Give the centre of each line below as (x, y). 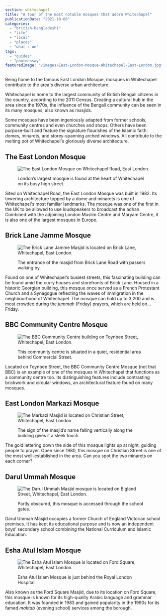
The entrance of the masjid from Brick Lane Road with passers (82, 262)
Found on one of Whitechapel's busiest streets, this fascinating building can (83, 277)
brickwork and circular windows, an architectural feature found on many (79, 382)
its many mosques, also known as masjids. (49, 111)
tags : (11, 51)
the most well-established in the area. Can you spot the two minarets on (79, 456)
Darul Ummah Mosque (41, 477)
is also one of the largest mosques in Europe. (51, 220)
